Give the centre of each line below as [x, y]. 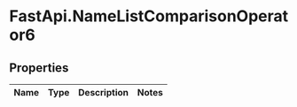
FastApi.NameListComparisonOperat [149, 16]
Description [103, 92]
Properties [39, 68]
